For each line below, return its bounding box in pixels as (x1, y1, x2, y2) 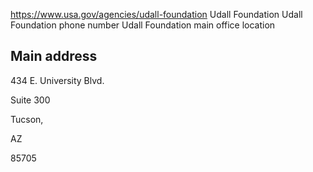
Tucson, (10, 113, 44, 125)
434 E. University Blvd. (10, 74, 105, 86)
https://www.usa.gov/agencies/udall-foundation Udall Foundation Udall (10, 9, 303, 20)
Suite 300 (10, 94, 51, 106)
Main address (10, 48, 98, 65)
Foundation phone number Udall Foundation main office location (10, 19, 276, 31)
